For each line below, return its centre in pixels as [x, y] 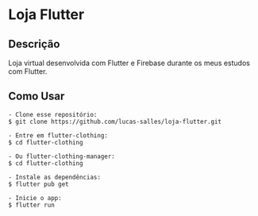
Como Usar [37, 96]
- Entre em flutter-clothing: [58, 135]
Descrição [34, 44]
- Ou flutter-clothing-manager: [62, 156]
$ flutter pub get [39, 184]
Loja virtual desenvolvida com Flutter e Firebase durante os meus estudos [129, 63]
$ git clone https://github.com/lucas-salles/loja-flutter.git [115, 121]
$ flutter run [32, 205]
